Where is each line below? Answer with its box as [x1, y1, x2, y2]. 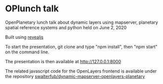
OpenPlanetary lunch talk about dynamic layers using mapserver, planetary [5, 19, 158, 25]
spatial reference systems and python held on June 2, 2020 [5, 24, 127, 30]
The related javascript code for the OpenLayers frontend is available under [5, 68, 157, 74]
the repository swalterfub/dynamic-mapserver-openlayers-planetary [5, 73, 145, 79]
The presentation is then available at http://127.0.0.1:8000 [5, 58, 122, 64]
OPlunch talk [5, 3, 59, 14]
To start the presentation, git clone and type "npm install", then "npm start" [5, 43, 158, 49]
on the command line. [5, 49, 49, 55]
